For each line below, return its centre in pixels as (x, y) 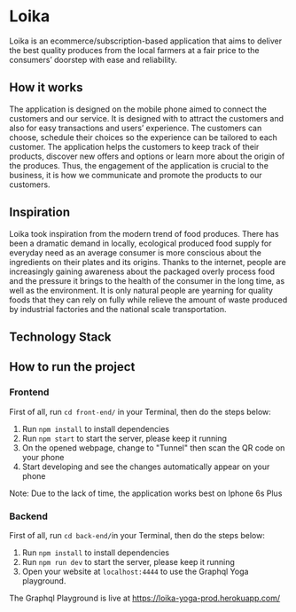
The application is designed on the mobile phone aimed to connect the (138, 109)
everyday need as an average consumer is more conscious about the (135, 252)
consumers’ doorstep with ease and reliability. (93, 59)
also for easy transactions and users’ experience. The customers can (136, 128)
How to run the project (72, 367)
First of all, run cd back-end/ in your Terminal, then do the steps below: (137, 535)
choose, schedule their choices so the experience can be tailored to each (143, 137)
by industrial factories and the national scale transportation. (118, 309)
